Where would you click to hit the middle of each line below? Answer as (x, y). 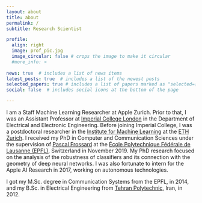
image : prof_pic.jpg (37, 51)
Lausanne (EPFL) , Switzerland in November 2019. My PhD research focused (100, 151)
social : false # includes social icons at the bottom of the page (93, 90)
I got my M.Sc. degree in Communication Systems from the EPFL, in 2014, (98, 182)
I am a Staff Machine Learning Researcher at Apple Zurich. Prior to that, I (96, 112)
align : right (28, 45)
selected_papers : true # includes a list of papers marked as (86, 84)
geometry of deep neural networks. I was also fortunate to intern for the (95, 164)
